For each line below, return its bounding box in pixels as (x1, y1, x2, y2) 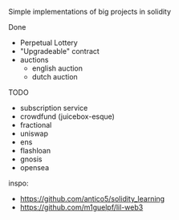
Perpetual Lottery (19, 38, 78, 47)
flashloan (19, 146, 51, 155)
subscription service (19, 104, 88, 112)
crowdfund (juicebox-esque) (19, 112, 115, 121)
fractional (19, 120, 52, 129)
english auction (31, 63, 83, 73)
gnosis (19, 154, 43, 164)
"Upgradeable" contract (19, 47, 100, 55)
